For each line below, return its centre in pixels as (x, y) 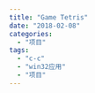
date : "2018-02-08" (45, 26)
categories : (31, 34)
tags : (19, 50)
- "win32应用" (41, 67)
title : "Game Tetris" (49, 17)
